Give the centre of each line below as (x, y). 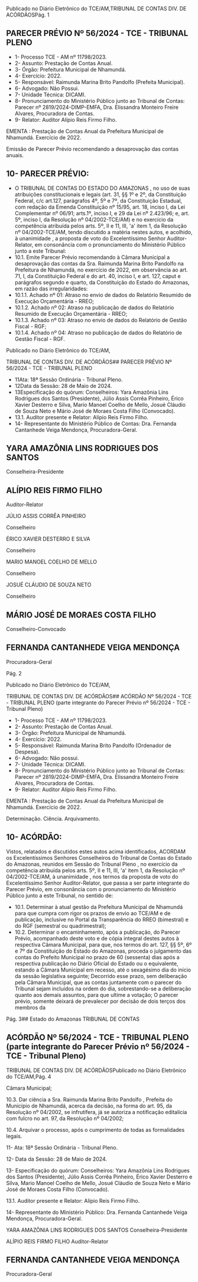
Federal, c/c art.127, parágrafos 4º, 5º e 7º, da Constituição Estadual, (98, 200)
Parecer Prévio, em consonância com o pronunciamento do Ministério (91, 889)
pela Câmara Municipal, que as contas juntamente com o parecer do (98, 982)
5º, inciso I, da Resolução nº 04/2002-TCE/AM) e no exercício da (94, 219)
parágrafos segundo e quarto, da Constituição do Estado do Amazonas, (102, 282)
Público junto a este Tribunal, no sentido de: (60, 895)
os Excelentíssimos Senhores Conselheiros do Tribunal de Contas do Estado (99, 857)
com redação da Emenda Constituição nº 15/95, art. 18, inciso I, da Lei (100, 207)
